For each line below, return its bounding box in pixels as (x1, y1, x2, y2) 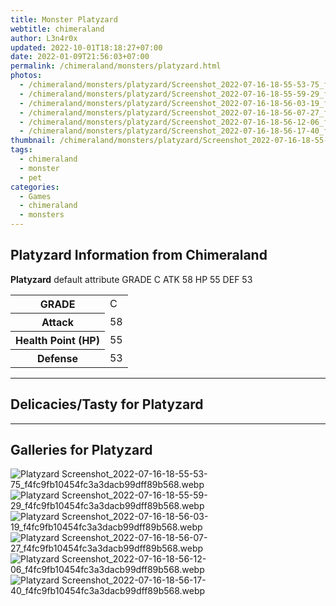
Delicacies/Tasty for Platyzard (10, 396, 204, 413)
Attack (41, 315, 75, 329)
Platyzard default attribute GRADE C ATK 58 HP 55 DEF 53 (10, 273, 253, 285)
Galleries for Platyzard (10, 442, 153, 459)
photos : (10, 71, 43, 81)
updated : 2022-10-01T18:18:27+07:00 (10, 42, 163, 53)
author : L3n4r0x (10, 33, 78, 43)
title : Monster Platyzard (10, 14, 118, 25)
